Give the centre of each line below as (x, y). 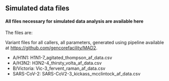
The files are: (19, 32)
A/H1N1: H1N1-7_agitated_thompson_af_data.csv (62, 57)
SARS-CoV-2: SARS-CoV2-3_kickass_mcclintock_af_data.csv (76, 73)
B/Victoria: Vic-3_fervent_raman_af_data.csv (59, 68)
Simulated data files (37, 8)
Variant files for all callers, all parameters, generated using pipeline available (85, 42)
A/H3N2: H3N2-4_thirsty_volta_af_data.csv (57, 63)
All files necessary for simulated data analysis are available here (74, 21)
